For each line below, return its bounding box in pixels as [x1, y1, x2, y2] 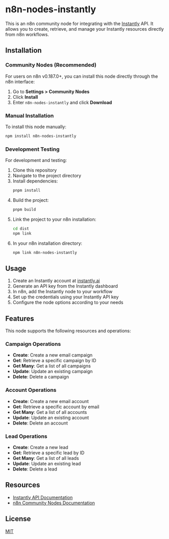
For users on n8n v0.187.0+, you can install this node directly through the [5, 73, 158, 79]
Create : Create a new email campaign [12, 352, 93, 358]
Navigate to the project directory [12, 173, 82, 179]
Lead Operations [5, 433, 47, 440]
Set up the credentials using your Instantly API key [12, 294, 119, 300]
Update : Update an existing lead [12, 460, 81, 466]
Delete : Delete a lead [12, 466, 57, 472]
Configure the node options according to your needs [12, 299, 124, 306]
